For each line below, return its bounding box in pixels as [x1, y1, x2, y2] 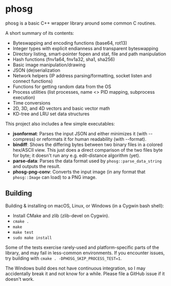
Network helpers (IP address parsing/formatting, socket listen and [12, 72, 152, 78]
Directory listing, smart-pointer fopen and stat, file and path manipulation [12, 51, 166, 57]
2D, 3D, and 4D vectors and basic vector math [12, 105, 110, 111]
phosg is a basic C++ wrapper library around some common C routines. [5, 20, 157, 26]
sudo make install [12, 235, 52, 240]
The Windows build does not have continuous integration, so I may [5, 265, 145, 271]
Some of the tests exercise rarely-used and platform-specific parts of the [5, 244, 159, 250]
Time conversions [12, 99, 51, 106]
